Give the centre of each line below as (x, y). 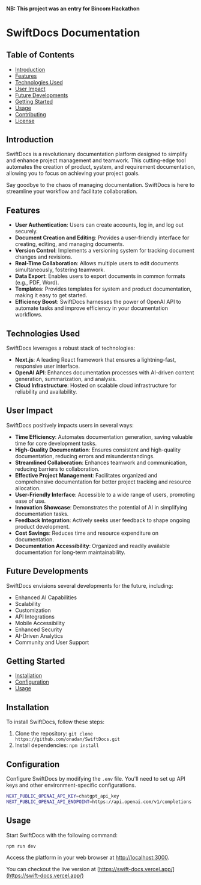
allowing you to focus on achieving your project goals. (73, 173)
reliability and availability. (46, 392)
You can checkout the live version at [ (53, 869)
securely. (26, 231)
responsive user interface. (47, 366)
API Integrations (35, 616)
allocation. (28, 488)
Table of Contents (40, 55)
